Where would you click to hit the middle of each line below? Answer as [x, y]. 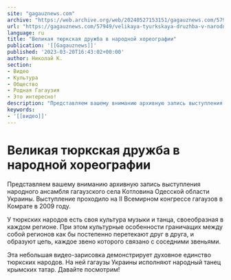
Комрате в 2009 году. [39, 206]
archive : [20, 20]
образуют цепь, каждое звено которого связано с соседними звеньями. [114, 241]
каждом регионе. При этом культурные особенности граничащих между [115, 227]
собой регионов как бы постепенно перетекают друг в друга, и [101, 234]
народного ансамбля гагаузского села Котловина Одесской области [108, 191]
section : [20, 65]
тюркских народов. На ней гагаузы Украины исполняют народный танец [114, 262]
